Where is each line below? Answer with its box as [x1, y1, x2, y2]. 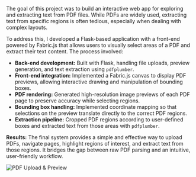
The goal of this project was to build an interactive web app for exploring [6, 5, 184, 12]
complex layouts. [6, 24, 48, 31]
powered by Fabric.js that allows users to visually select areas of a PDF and [6, 41, 191, 49]
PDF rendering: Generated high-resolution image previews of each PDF [14, 91, 191, 98]
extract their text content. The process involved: [6, 48, 123, 55]
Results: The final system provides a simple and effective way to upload [6, 134, 182, 141]
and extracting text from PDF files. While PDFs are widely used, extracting [6, 11, 187, 18]
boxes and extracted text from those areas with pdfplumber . [14, 123, 160, 129]
